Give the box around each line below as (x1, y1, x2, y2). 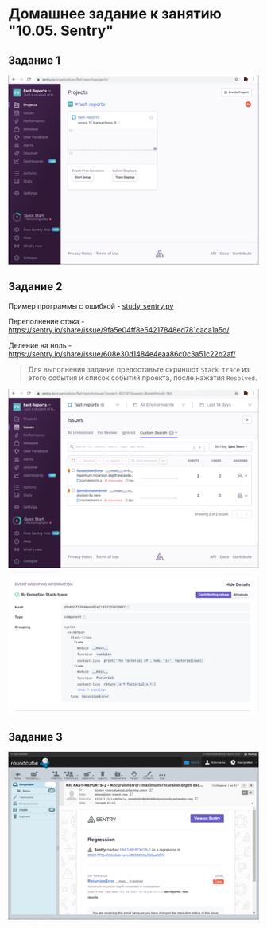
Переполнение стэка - (8, 317, 85, 326)
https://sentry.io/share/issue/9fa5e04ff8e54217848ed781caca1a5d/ (8, 324, 230, 335)
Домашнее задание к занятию (8, 5, 222, 23)
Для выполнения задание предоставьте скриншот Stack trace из (27, 364, 250, 374)
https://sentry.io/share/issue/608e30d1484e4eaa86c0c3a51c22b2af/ (8, 348, 236, 359)
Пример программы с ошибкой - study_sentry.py (8, 301, 174, 311)
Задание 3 (8, 730, 63, 744)
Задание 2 (8, 280, 63, 293)
